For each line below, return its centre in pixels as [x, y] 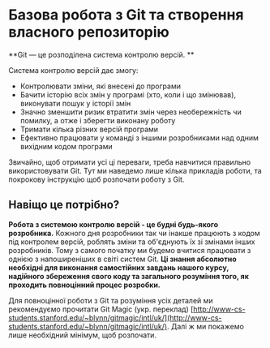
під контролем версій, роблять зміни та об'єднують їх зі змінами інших [132, 242]
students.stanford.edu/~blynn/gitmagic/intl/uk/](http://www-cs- [115, 317]
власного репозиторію [89, 32]
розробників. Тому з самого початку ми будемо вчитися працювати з [130, 250]
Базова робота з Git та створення [126, 15]
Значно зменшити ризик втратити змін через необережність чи [131, 112]
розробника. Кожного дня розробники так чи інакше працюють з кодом [135, 233]
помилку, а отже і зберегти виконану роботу [98, 120]
